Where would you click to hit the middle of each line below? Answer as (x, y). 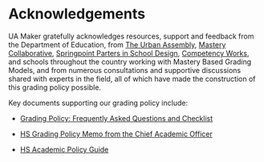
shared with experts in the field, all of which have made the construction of (132, 79)
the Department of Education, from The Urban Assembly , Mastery (117, 44)
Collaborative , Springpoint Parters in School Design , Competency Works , (129, 53)
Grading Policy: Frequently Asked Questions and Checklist (116, 118)
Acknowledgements (77, 14)
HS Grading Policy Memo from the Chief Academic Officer (116, 134)
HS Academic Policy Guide (64, 149)
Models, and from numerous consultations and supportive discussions (125, 70)
